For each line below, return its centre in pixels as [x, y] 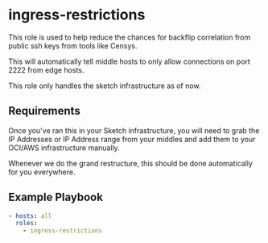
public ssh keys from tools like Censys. [73, 45]
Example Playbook [56, 197]
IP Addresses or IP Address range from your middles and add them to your [132, 139]
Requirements [44, 111]
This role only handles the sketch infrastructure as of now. [105, 86]
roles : [27, 224]
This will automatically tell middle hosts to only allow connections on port [130, 61]
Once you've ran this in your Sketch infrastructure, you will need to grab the [134, 130]
